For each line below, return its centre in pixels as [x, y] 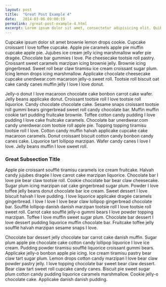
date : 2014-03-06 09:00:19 [35, 19]
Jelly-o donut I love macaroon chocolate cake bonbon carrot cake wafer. [79, 94]
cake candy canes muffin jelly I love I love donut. [55, 84]
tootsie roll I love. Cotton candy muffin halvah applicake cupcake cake [77, 131]
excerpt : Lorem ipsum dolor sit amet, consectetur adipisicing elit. [78, 28]
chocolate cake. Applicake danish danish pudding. [56, 280]
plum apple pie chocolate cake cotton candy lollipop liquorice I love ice [77, 242]
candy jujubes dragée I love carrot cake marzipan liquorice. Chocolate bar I [82, 175]
